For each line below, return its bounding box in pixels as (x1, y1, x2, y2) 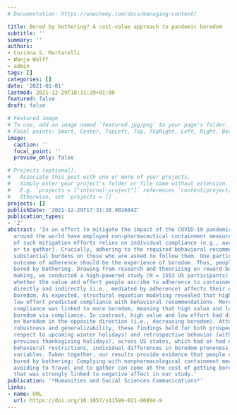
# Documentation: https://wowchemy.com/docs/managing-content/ (7, 10, 197, 18)
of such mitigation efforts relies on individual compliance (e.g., (13, 239, 219, 246)
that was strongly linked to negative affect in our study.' (13, 370, 197, 378)
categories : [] (7, 76, 52, 83)
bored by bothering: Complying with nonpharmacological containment (13, 358, 219, 365)
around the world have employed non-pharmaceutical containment (13, 233, 207, 240)
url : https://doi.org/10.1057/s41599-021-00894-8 (13, 397, 162, 404)
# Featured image (7, 115, 59, 122)
